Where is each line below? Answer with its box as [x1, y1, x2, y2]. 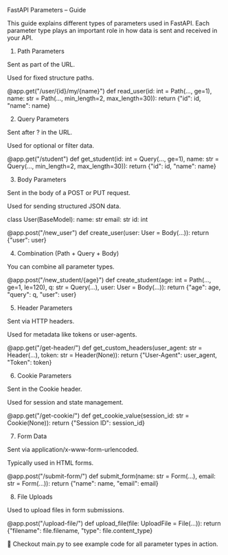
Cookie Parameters [16, 372, 72, 380]
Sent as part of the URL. [7, 60, 76, 68]
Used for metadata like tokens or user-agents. [7, 330, 137, 339]
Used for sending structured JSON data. [7, 202, 122, 210]
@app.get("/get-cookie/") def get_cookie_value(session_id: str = [7, 411, 190, 420]
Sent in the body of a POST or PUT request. [7, 189, 130, 196]
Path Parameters [16, 47, 65, 55]
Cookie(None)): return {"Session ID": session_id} [7, 419, 146, 427]
